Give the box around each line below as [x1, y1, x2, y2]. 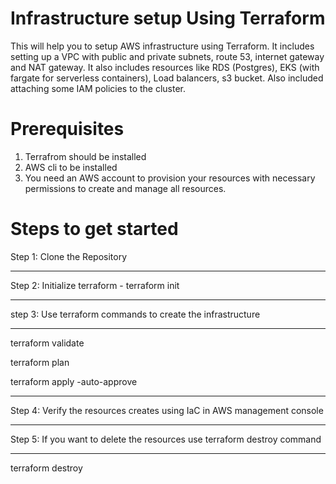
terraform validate [10, 337, 85, 349]
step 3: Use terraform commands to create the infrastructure [10, 308, 261, 320]
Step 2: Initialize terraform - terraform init [10, 279, 180, 291]
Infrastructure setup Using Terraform [10, 7, 326, 30]
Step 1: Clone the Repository [10, 250, 128, 262]
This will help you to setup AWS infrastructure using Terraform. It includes [10, 40, 315, 52]
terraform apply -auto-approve [10, 375, 138, 387]
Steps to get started [10, 218, 179, 241]
